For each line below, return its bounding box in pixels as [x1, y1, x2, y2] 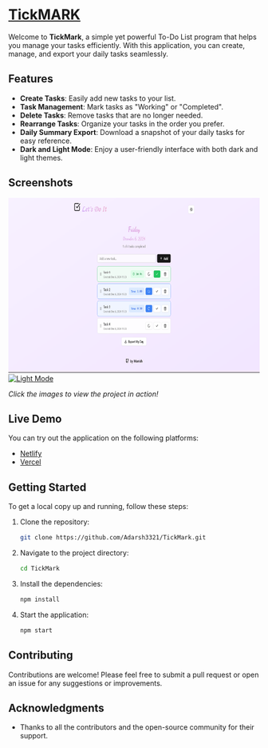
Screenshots [8, 176, 73, 189]
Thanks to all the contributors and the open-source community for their [19, 722, 255, 732]
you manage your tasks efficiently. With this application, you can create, [8, 40, 246, 50]
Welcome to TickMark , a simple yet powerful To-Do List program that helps [8, 32, 257, 42]
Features [8, 72, 53, 86]
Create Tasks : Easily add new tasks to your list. [19, 93, 176, 103]
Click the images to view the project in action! [8, 389, 159, 399]
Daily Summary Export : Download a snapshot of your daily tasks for [19, 127, 246, 137]
